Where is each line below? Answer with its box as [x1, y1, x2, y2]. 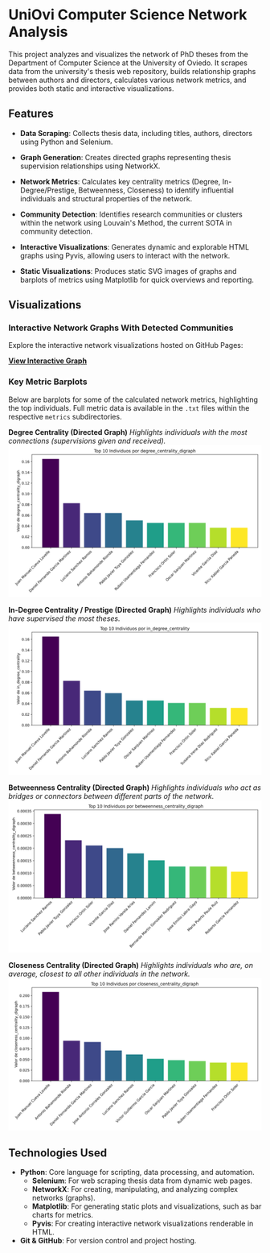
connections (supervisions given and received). [8, 436, 166, 445]
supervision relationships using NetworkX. [19, 161, 161, 171]
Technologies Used [8, 1146, 107, 1160]
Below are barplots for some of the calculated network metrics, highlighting [8, 395, 259, 404]
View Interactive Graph [8, 356, 87, 366]
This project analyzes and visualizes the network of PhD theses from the [8, 49, 249, 59]
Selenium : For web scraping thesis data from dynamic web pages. [31, 1176, 253, 1185]
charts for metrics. [31, 1210, 94, 1220]
